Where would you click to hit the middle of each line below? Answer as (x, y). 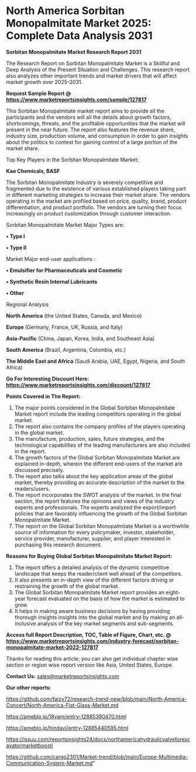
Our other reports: (29, 688)
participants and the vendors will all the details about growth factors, (89, 117)
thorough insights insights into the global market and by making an (95, 617)
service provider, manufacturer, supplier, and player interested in (92, 538)
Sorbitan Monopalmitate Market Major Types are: (65, 225)
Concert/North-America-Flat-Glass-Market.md (62, 705)
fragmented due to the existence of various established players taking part (96, 188)
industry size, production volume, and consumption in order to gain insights (97, 135)
